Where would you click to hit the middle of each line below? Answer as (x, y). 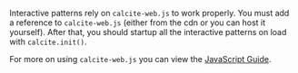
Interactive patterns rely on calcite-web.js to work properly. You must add (149, 13)
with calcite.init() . (48, 41)
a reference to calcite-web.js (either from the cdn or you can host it (138, 23)
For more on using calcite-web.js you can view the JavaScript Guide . (140, 59)
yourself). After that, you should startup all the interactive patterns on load (148, 32)
